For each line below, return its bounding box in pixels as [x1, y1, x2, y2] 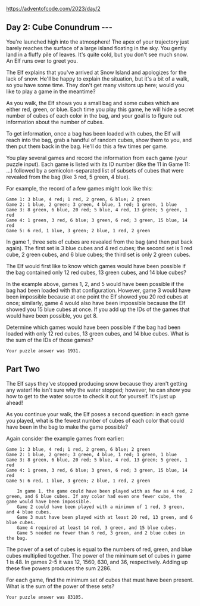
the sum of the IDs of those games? [6, 336, 94, 343]
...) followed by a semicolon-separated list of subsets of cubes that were [6, 167, 184, 174]
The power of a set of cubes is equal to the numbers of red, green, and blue [6, 546, 192, 553]
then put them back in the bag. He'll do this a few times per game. [6, 143, 168, 150]
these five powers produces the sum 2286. [6, 564, 112, 572]
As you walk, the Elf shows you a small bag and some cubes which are [6, 99, 180, 106]
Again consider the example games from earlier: [6, 435, 124, 442]
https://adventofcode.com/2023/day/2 [6, 5, 101, 12]
